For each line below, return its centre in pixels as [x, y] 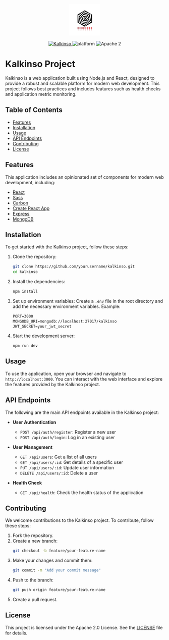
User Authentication [34, 422]
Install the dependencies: [39, 282]
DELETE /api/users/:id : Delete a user [59, 473]
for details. [16, 633]
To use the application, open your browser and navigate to [66, 374]
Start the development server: [44, 336]
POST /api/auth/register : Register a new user [68, 432]
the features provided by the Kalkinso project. [53, 384]
